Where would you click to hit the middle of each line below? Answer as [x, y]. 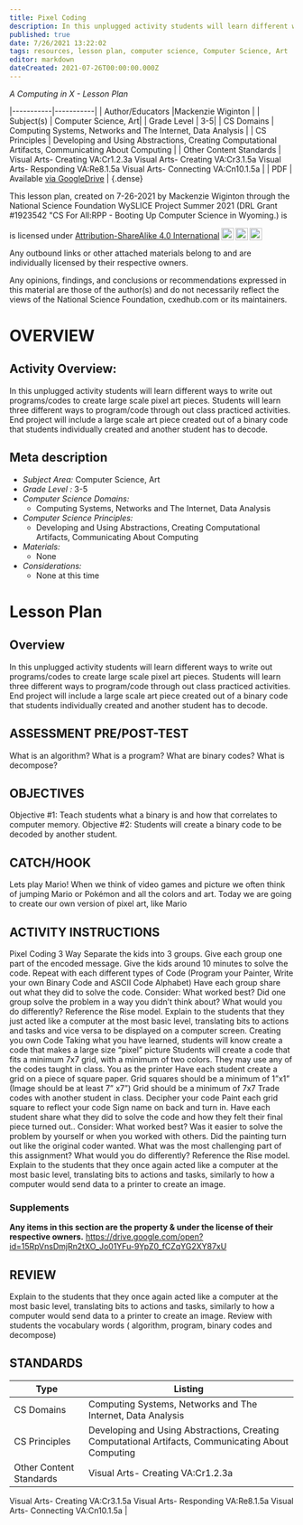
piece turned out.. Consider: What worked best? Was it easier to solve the [147, 1127]
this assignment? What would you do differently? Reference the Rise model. [150, 1155]
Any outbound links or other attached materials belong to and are [130, 253]
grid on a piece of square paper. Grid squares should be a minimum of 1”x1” [150, 1078]
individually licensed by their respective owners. [99, 262]
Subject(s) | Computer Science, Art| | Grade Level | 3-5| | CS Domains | [142, 121]
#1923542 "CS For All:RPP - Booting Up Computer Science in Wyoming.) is [148, 215]
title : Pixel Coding [48, 18]
